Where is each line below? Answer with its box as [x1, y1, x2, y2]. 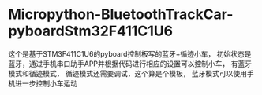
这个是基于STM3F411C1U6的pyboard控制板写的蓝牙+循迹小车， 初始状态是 [8, 49, 252, 58]
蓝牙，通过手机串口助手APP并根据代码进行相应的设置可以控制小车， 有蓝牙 [8, 59, 253, 68]
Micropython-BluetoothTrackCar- [8, 5, 234, 24]
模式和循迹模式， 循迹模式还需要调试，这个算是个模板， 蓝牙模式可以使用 [8, 68, 247, 78]
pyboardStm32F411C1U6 [8, 22, 174, 40]
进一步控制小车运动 [14, 79, 77, 88]
